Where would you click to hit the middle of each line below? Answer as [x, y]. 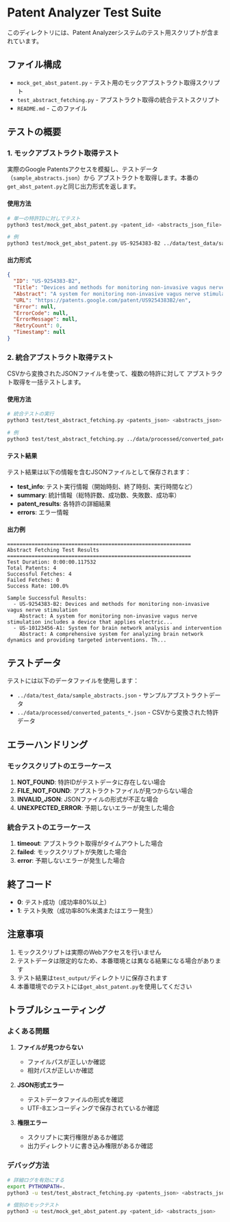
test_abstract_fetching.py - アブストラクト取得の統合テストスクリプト [118, 99]
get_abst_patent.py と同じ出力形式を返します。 [74, 186]
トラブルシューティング [56, 1010]
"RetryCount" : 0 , [38, 326]
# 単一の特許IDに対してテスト [44, 218]
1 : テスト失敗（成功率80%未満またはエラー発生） [87, 910]
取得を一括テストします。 [49, 382]
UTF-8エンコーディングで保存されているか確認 [93, 1108]
